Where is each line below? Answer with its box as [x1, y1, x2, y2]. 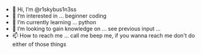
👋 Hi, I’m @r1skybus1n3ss [12, 6, 77, 13]
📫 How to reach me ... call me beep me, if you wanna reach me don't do [12, 32, 196, 39]
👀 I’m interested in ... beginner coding [12, 12, 107, 19]
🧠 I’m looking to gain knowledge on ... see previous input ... [12, 25, 161, 32]
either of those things [12, 41, 67, 48]
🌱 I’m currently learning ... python [12, 19, 97, 25]
